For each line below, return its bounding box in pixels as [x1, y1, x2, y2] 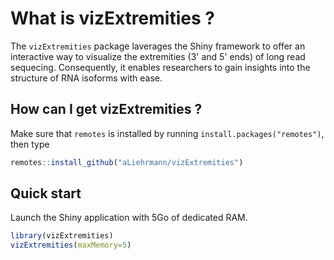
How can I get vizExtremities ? [10, 101, 203, 118]
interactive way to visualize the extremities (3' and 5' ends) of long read [10, 50, 306, 62]
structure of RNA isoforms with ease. [10, 72, 163, 84]
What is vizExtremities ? [10, 7, 215, 30]
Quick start [10, 185, 82, 202]
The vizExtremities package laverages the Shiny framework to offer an [10, 40, 306, 52]
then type [10, 138, 50, 150]
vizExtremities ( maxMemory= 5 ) [10, 240, 132, 251]
